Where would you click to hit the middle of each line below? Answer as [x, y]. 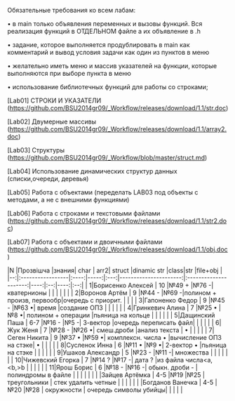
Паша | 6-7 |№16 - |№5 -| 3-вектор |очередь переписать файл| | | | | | [110, 323]
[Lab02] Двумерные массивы [52, 121]
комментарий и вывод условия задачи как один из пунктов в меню [108, 52]
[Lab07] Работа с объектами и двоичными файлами [85, 242]
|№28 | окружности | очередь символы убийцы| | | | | [103, 390]
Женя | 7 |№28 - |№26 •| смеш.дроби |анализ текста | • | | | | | [114, 330]
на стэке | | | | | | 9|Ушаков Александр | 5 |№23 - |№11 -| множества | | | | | [117, 353]
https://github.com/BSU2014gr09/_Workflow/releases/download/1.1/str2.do [118, 221]
